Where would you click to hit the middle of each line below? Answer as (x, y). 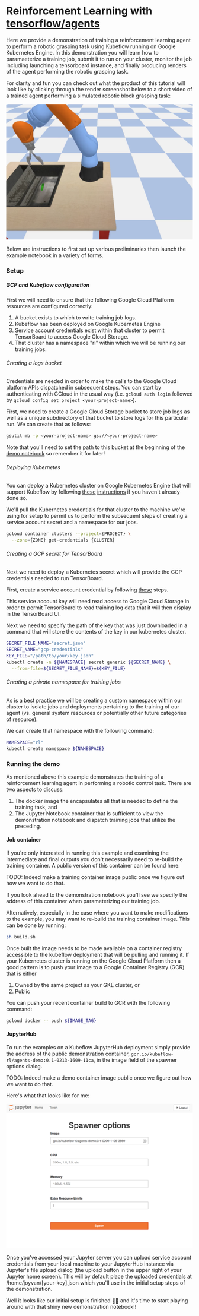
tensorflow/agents (53, 23)
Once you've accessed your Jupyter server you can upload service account (99, 1258)
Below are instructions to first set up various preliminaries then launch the (96, 249)
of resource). (22, 719)
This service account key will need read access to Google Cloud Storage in (98, 602)
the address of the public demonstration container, (68, 1054)
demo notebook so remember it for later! (56, 454)
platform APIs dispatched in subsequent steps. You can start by (84, 388)
